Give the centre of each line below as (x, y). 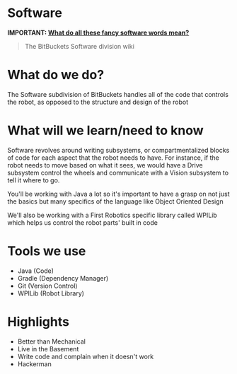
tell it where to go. (34, 180)
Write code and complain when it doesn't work (86, 356)
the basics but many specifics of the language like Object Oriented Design (116, 201)
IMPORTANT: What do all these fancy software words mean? (98, 33)
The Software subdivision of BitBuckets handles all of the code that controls (118, 94)
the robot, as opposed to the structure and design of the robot (98, 102)
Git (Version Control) (47, 286)
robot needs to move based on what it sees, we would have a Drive (105, 165)
